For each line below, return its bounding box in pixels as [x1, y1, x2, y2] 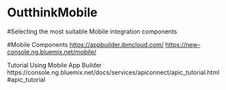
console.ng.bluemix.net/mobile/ [7, 48, 97, 56]
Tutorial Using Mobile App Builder [7, 61, 102, 69]
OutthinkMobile [7, 5, 98, 20]
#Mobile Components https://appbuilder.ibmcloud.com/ [7, 40, 164, 48]
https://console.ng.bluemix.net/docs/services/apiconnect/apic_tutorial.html [7, 68, 220, 76]
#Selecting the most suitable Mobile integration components [7, 27, 177, 35]
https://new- [165, 40, 201, 48]
